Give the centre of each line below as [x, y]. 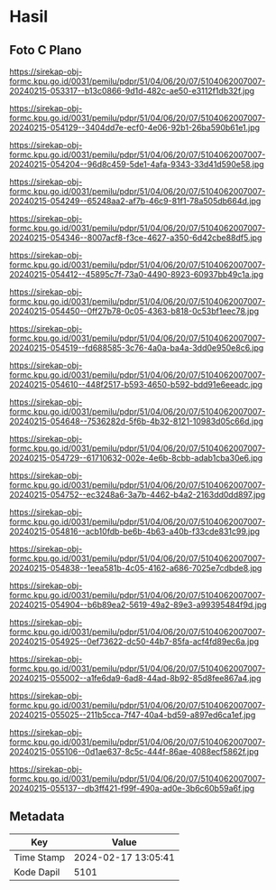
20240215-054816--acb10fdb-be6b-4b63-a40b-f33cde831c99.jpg [134, 531]
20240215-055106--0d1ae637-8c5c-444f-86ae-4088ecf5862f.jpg [134, 751]
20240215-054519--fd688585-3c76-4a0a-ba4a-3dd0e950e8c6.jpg [137, 348]
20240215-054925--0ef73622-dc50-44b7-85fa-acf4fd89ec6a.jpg [134, 642]
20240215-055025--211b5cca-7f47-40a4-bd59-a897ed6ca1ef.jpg [133, 715]
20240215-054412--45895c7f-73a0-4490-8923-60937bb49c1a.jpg [137, 274]
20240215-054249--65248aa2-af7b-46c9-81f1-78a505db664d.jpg [135, 201]
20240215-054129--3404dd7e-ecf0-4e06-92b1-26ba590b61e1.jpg [134, 127]
